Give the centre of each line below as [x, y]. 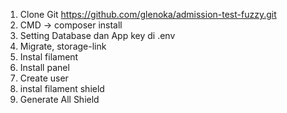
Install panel [44, 67]
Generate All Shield [59, 99]
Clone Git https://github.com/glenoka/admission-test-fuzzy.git [148, 14]
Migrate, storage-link [63, 46]
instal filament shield [62, 88]
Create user [44, 78]
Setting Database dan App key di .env [97, 35]
